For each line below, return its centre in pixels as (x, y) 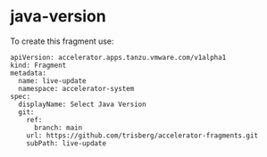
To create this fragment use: (62, 41)
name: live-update (53, 81)
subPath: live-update (66, 143)
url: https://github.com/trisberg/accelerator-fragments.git (142, 136)
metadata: (29, 73)
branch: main (58, 128)
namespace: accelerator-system (76, 88)
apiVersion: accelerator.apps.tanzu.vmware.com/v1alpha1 (118, 57)
